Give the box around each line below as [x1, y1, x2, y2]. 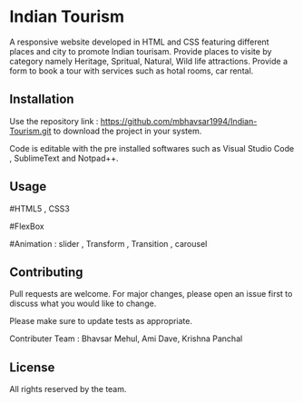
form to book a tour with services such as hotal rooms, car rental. [9, 65, 254, 76]
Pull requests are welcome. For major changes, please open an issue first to [9, 289, 293, 300]
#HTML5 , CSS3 [9, 202, 70, 214]
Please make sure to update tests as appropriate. [9, 316, 193, 327]
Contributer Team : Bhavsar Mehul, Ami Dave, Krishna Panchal [9, 333, 243, 344]
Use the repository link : [9, 115, 99, 126]
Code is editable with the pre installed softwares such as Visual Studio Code [9, 143, 295, 153]
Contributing [9, 264, 83, 280]
